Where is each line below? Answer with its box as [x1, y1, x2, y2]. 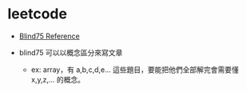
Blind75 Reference [18, 31, 81, 41]
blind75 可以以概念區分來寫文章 [18, 47, 123, 57]
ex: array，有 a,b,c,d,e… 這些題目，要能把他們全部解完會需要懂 [30, 65, 239, 74]
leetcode [7, 5, 67, 23]
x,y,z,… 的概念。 [30, 74, 86, 84]
